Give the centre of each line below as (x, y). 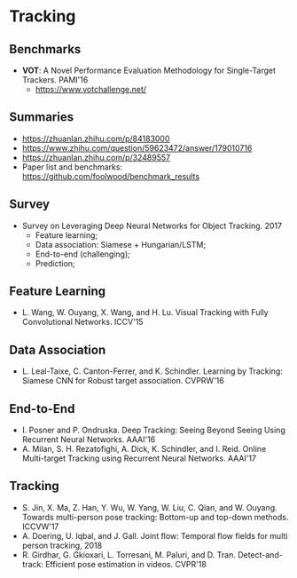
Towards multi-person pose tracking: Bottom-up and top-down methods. (155, 517)
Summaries (41, 117)
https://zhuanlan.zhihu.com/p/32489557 (96, 157)
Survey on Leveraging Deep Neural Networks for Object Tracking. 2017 (152, 226)
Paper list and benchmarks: (72, 167)
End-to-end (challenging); (82, 254)
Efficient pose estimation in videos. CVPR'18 (126, 564)
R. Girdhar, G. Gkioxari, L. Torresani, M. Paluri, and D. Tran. (129, 554)
